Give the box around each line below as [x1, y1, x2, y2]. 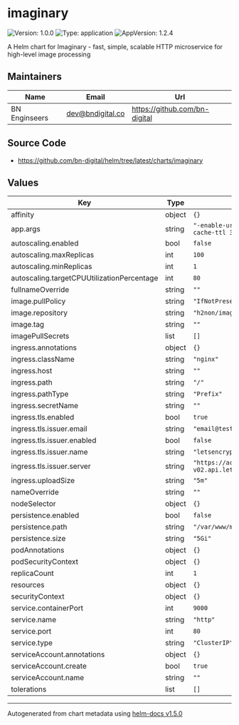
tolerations [11, 684, 47, 694]
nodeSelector [11, 499, 56, 509]
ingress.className [11, 355, 75, 365]
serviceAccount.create [11, 661, 87, 671]
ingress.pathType [11, 389, 69, 399]
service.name [11, 615, 57, 625]
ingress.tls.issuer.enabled [11, 435, 97, 445]
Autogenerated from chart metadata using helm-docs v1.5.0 [7, 709, 183, 718]
